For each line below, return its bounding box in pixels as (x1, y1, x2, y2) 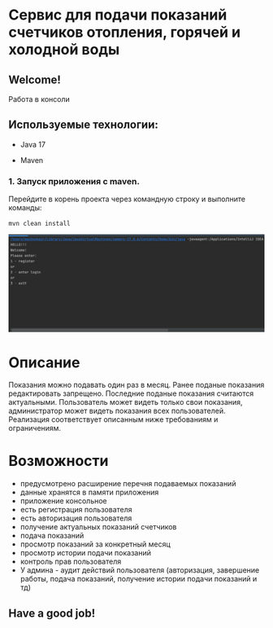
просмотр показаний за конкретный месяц (19, 539, 171, 549)
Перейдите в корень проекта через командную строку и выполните (8, 194, 246, 204)
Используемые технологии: (8, 118, 158, 132)
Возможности (8, 452, 109, 470)
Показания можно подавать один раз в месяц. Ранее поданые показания (8, 380, 265, 390)
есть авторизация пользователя (19, 513, 132, 523)
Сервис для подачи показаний (8, 6, 227, 24)
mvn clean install (8, 220, 71, 228)
